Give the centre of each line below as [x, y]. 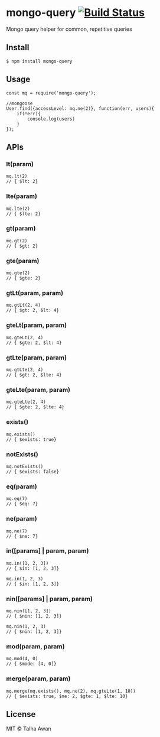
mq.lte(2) [18, 209]
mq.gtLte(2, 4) [25, 370]
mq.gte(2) [18, 273]
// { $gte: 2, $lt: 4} [34, 343]
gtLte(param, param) [36, 358]
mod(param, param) [35, 647]
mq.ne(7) [17, 531]
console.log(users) [51, 119]
